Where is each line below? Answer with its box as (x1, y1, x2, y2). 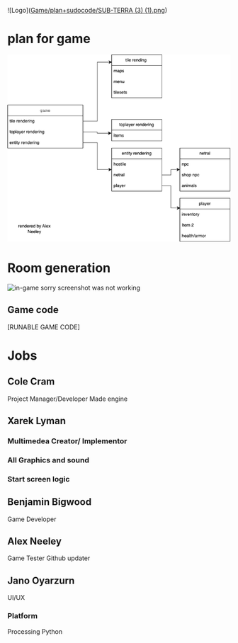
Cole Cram (7, 375, 55, 388)
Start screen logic (7, 474, 70, 484)
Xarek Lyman (7, 415, 66, 427)
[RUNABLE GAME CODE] (7, 322, 80, 331)
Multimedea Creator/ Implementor (7, 436, 127, 445)
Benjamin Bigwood (7, 496, 92, 508)
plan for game (7, 31, 91, 47)
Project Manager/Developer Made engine (7, 394, 128, 403)
